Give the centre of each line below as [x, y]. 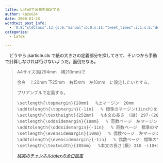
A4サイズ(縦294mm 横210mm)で [51, 72]
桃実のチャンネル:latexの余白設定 [50, 156]
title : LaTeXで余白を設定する [33, 9]
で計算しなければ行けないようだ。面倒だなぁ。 [52, 61]
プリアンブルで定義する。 [42, 92]
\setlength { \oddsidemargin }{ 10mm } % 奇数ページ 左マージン [87, 121]
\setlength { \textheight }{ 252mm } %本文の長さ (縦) [77, 115]
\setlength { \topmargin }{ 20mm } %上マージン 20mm [75, 103]
